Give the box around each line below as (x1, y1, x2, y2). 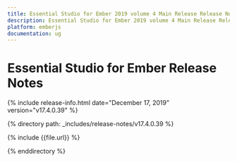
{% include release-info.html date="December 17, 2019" (7, 99, 170, 107)
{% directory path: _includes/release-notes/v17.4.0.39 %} (7, 120, 174, 128)
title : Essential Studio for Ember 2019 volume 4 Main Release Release (7, 10, 222, 18)
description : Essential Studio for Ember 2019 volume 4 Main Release (7, 17, 217, 24)
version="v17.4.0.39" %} (7, 106, 78, 115)
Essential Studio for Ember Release (7, 61, 217, 76)
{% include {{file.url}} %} (7, 133, 80, 142)
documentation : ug (7, 30, 61, 37)
